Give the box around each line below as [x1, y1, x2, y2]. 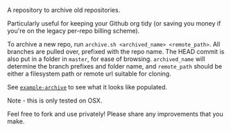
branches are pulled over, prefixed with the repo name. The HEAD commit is [7, 48, 225, 55]
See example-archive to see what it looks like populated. [7, 83, 168, 91]
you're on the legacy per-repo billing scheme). [7, 27, 140, 35]
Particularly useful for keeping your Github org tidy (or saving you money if [7, 19, 221, 27]
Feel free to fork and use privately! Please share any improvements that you [7, 110, 223, 118]
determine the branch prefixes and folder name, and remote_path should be [7, 62, 223, 70]
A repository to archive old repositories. [7, 6, 121, 14]
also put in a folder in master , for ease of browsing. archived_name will [7, 55, 205, 63]
